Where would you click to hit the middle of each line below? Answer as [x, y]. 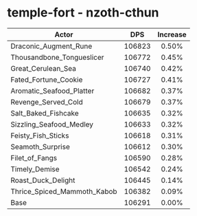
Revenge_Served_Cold [47, 102]
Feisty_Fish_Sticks [40, 136]
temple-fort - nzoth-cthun [83, 13]
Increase [172, 34]
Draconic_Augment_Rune [51, 46]
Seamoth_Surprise [40, 147]
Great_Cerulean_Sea [44, 68]
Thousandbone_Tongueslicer [57, 57]
